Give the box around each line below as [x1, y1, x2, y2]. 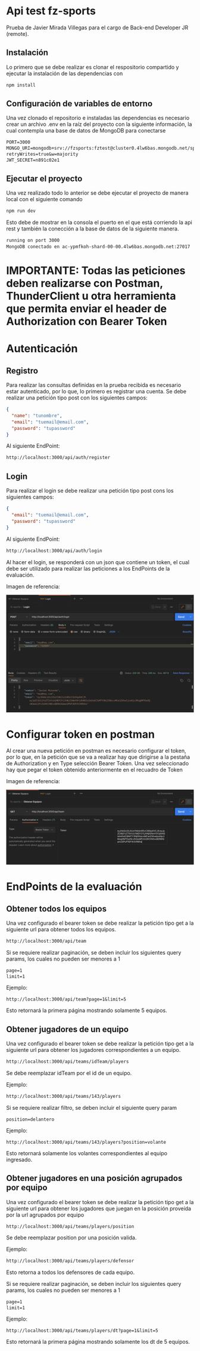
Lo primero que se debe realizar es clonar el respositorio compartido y [6, 63, 179, 70]
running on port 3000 [6, 238, 60, 244]
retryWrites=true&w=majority [6, 151, 79, 158]
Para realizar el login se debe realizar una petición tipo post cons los [6, 487, 174, 494]
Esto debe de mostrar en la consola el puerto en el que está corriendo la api [6, 219, 192, 226]
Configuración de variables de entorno [6, 99, 153, 109]
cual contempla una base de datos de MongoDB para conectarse [6, 127, 166, 134]
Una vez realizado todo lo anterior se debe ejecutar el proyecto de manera [6, 189, 189, 196]
